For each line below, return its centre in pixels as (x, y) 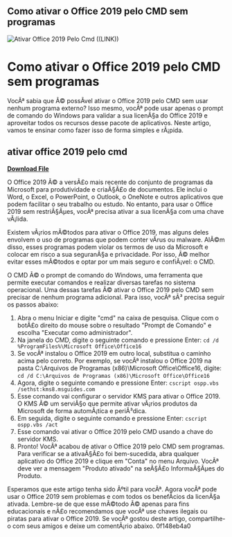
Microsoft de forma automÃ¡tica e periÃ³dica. (82, 410)
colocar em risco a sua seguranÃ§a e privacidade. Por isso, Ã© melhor (108, 254)
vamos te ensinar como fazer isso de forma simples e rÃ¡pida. (95, 130)
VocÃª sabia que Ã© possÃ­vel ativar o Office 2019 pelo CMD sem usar (108, 100)
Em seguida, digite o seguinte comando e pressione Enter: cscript (112, 418)
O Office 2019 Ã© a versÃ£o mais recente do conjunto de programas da (110, 182)
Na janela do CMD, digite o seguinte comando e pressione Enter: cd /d (118, 340)
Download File (28, 168)
